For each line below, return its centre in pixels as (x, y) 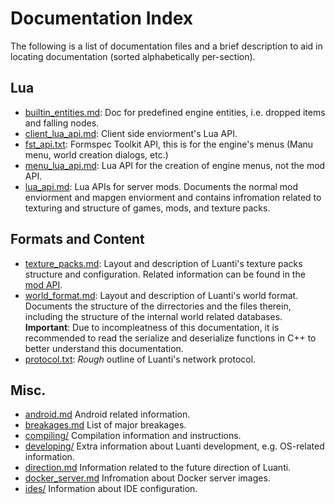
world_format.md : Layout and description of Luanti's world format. (161, 295)
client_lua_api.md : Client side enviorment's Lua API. (131, 133)
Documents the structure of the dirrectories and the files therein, (158, 306)
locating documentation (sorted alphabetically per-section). (133, 56)
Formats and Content (77, 239)
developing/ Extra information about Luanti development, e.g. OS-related (174, 446)
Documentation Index (101, 18)
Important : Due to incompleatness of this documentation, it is (152, 327)
